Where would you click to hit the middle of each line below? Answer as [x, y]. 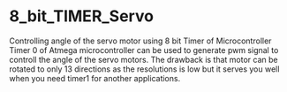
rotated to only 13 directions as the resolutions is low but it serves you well [144, 69]
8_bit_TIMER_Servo [82, 16]
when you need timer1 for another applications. [95, 78]
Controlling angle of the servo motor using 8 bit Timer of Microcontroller [140, 41]
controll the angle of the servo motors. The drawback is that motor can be [143, 59]
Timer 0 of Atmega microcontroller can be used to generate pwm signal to [144, 50]
